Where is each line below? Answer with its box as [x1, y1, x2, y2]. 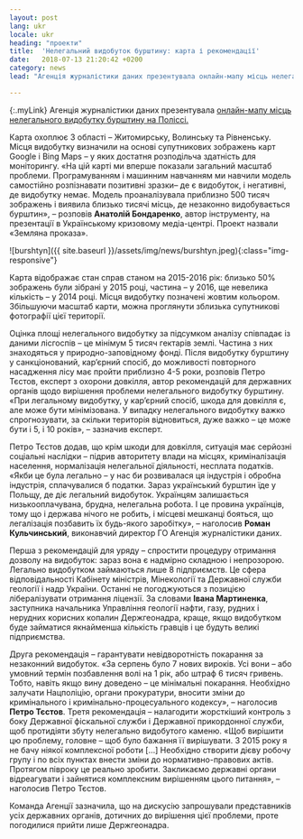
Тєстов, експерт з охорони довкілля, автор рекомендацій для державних [9, 375, 292, 386]
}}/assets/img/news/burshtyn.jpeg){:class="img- [107, 244, 289, 255]
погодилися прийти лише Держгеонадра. [9, 819, 170, 830]
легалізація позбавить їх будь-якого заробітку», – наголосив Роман [9, 518, 271, 529]
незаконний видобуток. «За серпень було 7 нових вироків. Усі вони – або [9, 658, 292, 668]
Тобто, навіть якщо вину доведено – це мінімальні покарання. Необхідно [9, 678, 290, 688]
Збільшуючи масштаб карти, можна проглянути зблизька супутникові [9, 300, 280, 311]
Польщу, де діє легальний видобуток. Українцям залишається [9, 489, 250, 500]
